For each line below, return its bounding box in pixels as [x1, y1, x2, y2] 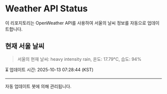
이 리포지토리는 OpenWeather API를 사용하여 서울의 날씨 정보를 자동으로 [5, 20, 147, 26]
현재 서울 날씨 [5, 42, 45, 50]
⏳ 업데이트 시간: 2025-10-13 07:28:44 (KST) [5, 66, 93, 72]
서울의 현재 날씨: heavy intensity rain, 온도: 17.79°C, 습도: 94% [17, 56, 142, 62]
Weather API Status [5, 3, 88, 14]
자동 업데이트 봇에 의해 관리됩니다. [5, 83, 72, 89]
